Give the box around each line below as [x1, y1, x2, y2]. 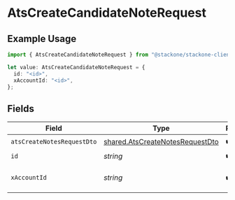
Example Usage [7, 33, 77, 45]
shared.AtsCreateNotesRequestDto [104, 136, 219, 146]
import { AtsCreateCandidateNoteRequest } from [7, 51, 149, 58]
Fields [7, 103, 35, 115]
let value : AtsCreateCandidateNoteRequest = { [7, 64, 145, 71]
